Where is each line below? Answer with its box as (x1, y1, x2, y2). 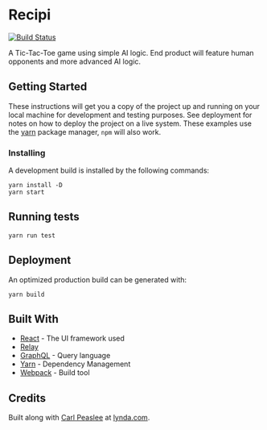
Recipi (8, 6, 51, 24)
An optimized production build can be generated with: (8, 274, 187, 284)
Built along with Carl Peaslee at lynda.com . (8, 413, 150, 423)
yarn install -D (8, 182, 63, 190)
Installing (8, 147, 46, 158)
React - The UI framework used (19, 333, 125, 344)
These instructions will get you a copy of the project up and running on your (8, 101, 260, 111)
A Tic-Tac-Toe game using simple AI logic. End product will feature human (8, 48, 255, 57)
